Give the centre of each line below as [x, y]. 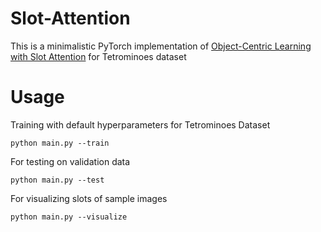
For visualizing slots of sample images [89, 198]
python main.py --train [60, 143]
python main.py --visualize [69, 217]
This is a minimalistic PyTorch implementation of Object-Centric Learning [161, 46]
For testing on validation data [70, 161]
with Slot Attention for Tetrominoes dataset [98, 56]
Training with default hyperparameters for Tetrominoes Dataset [140, 124]
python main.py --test [57, 180]
